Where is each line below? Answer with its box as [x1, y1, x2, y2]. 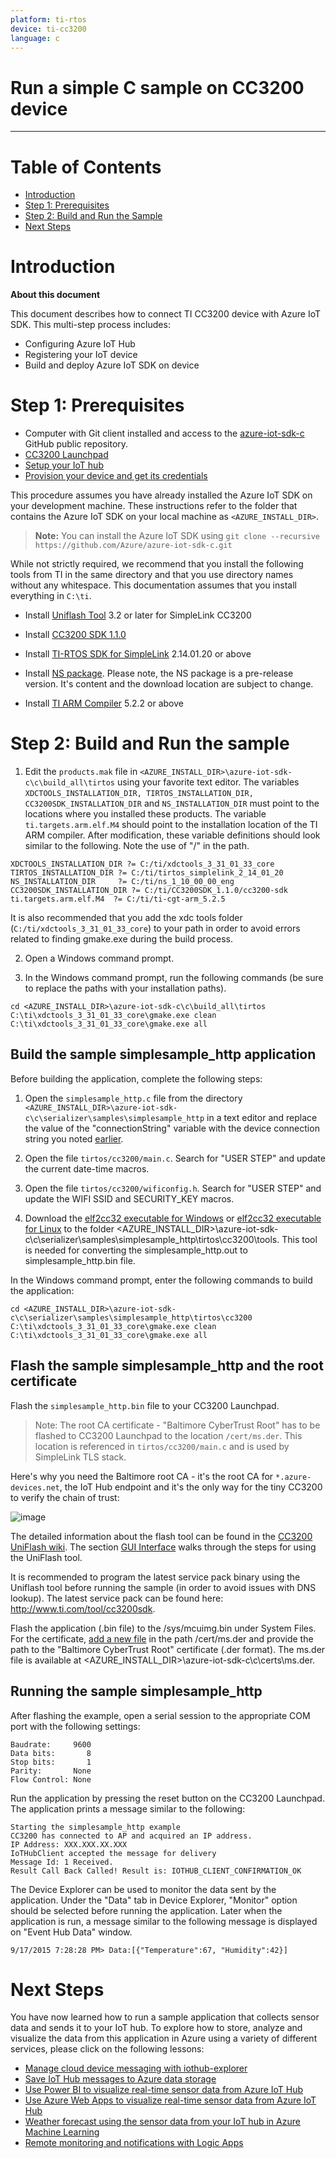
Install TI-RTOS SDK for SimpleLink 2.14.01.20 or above [24, 648, 252, 660]
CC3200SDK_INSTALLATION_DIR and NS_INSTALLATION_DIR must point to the [24, 797, 320, 810]
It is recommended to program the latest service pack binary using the [10, 1571, 301, 1583]
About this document [10, 289, 101, 301]
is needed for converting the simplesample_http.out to [24, 1244, 248, 1256]
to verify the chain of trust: [10, 1491, 120, 1503]
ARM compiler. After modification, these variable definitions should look [24, 829, 321, 841]
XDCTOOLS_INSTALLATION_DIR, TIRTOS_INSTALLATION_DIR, [24, 789, 254, 799]
